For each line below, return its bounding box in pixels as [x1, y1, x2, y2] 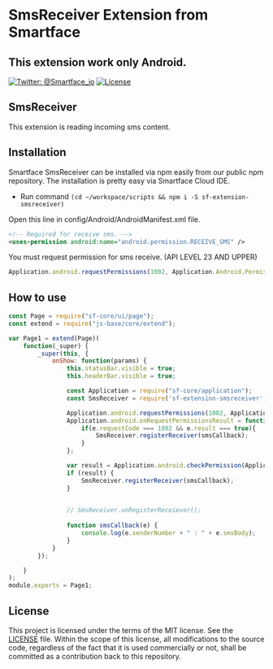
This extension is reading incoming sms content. [8, 122, 171, 132]
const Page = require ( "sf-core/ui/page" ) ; [8, 312, 154, 320]
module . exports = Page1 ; [8, 581, 93, 590]
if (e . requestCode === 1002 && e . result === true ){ [80, 424, 256, 432]
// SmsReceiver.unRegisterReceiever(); [66, 506, 201, 515]
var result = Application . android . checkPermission [66, 462, 242, 470]
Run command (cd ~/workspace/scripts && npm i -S [19, 191, 199, 201]
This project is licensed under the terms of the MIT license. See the [8, 626, 234, 635]
